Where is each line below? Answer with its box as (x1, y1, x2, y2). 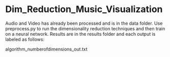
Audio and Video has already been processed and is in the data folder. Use (5, 20, 163, 26)
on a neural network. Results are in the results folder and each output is (5, 31, 156, 37)
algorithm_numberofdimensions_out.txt (5, 46, 88, 52)
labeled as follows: (5, 36, 45, 42)
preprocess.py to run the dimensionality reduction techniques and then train (5, 25, 165, 31)
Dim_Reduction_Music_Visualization (5, 4, 163, 15)
